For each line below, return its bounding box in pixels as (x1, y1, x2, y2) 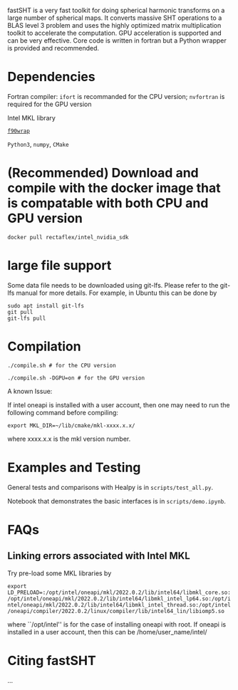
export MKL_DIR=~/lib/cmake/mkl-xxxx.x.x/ (7, 422, 135, 429)
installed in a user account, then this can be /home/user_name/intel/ (7, 627, 207, 636)
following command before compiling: (7, 408, 119, 417)
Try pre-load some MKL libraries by (7, 569, 112, 577)
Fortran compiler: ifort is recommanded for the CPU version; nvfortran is (7, 92, 225, 100)
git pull (7, 308, 33, 315)
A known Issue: (7, 387, 53, 395)
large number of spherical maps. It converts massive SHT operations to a (7, 14, 222, 22)
